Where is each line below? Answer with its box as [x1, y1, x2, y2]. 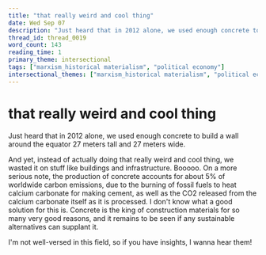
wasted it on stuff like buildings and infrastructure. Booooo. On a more [8, 163, 237, 173]
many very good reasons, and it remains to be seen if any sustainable [8, 213, 235, 223]
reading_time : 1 [8, 48, 62, 56]
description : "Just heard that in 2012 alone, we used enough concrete [8, 26, 249, 34]
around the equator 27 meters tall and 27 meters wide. [8, 139, 186, 149]
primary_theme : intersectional [8, 56, 112, 64]
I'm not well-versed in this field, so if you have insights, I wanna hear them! [8, 237, 253, 246]
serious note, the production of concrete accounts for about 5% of [8, 171, 226, 181]
